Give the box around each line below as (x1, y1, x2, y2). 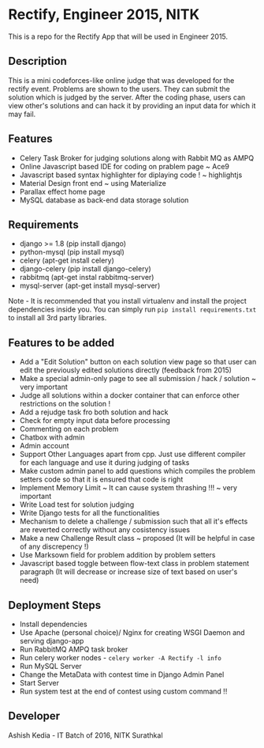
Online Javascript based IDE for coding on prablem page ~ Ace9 (19, 161, 230, 171)
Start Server (19, 678, 59, 687)
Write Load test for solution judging (19, 500, 135, 509)
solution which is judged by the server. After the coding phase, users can (8, 93, 246, 102)
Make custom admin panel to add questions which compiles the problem (19, 467, 256, 476)
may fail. (8, 109, 36, 119)
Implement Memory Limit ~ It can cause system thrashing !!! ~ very (19, 483, 238, 493)
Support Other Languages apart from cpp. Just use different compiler (19, 449, 246, 459)
